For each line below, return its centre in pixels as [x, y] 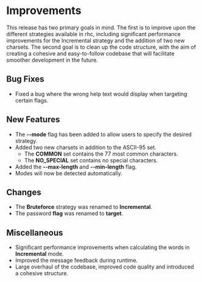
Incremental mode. [39, 254]
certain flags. [32, 100]
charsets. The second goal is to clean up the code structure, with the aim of [101, 47]
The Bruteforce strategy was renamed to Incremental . [84, 207]
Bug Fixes [25, 79]
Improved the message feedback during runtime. [76, 261]
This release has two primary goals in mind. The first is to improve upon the [101, 27]
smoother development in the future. [52, 60]
